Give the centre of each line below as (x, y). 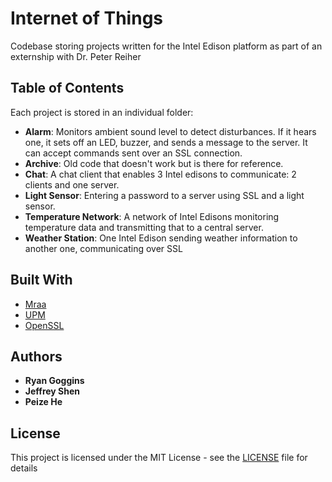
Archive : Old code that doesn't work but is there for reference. (154, 163)
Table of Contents (67, 88)
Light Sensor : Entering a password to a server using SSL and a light (164, 195)
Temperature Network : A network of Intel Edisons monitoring (152, 216)
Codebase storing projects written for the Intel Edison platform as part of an (166, 46)
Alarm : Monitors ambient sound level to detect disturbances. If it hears (170, 131)
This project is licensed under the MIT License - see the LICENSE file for (159, 458)
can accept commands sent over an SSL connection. (133, 153)
